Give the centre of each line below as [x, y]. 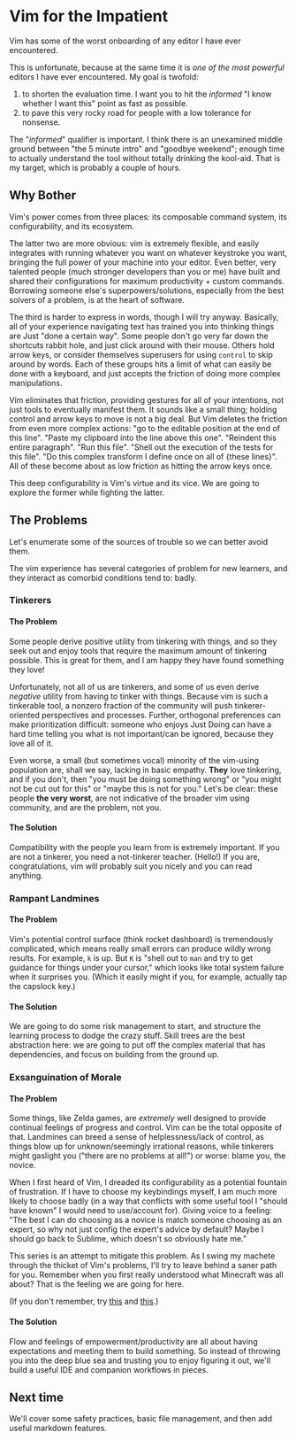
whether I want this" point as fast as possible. [105, 103]
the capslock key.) [42, 987]
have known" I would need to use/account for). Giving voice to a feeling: [140, 1211]
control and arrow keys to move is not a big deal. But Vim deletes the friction [148, 419]
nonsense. [41, 122]
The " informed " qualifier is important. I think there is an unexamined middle [146, 139]
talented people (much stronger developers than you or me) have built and [145, 271]
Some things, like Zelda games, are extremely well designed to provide [138, 1119]
